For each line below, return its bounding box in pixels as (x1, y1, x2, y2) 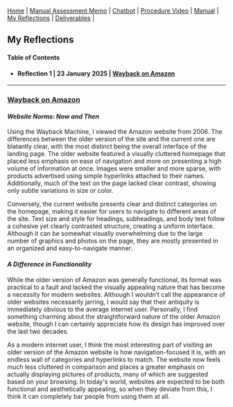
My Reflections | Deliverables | (7, 14, 95, 22)
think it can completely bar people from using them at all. (7, 392, 170, 400)
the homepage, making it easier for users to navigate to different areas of (7, 207, 216, 216)
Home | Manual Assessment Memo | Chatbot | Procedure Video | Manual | (7, 7, 219, 15)
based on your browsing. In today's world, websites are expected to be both (7, 377, 225, 386)
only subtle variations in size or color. (7, 187, 114, 195)
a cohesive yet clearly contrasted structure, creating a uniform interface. (7, 222, 215, 230)
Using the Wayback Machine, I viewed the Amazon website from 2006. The (7, 128, 223, 136)
